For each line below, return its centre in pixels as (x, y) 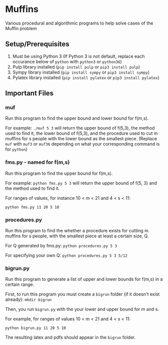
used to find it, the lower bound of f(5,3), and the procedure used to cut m (81, 133)
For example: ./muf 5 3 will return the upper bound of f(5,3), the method (80, 128)
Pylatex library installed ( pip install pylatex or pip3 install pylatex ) (86, 77)
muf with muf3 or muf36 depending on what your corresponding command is (82, 144)
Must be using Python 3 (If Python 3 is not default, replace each (78, 56)
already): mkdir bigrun (28, 299)
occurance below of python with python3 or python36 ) (67, 62)
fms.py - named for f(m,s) (38, 162)
